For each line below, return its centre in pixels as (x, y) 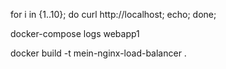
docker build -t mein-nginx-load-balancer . (98, 53)
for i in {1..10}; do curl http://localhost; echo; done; (113, 14)
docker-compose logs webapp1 (75, 33)
